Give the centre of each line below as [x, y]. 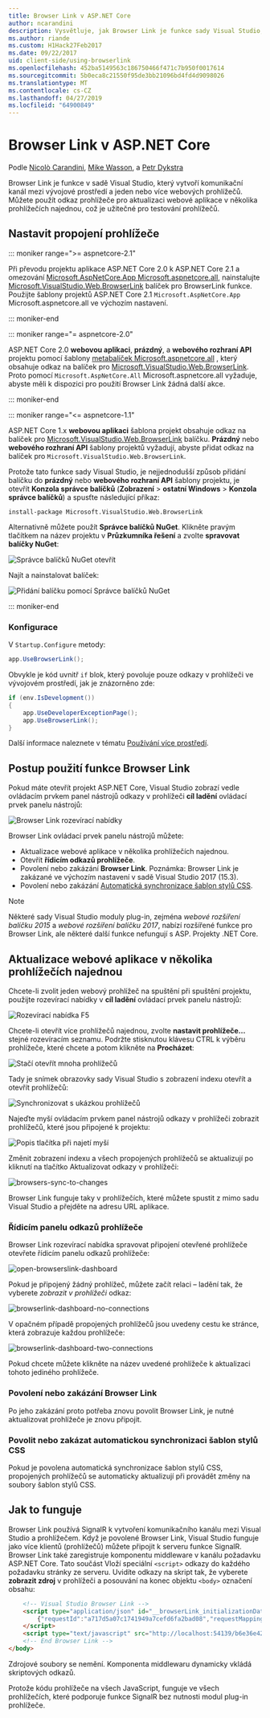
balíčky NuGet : [34, 544]
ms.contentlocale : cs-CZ [50, 90]
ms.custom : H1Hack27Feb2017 [55, 46]
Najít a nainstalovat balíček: [54, 575]
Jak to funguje [45, 1510]
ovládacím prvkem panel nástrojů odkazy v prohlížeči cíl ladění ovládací [128, 796]
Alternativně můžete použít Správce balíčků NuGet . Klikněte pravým [122, 526]
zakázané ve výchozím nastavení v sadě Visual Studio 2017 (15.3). [129, 877]
